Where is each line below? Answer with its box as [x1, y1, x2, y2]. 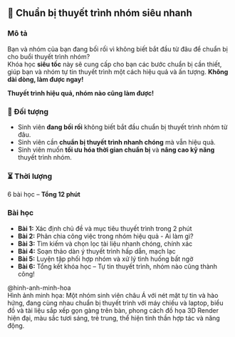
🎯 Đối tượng [7, 106, 48, 116]
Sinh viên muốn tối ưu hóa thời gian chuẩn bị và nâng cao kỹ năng [17, 145, 215, 154]
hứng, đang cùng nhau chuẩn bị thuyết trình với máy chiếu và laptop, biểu [7, 299, 224, 307]
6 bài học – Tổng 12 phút [7, 190, 80, 199]
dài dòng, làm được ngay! [7, 75, 84, 83]
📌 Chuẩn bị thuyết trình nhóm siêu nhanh [7, 7, 192, 19]
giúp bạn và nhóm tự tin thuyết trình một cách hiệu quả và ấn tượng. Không [7, 67, 229, 76]
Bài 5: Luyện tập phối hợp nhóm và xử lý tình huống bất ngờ [17, 254, 194, 263]
